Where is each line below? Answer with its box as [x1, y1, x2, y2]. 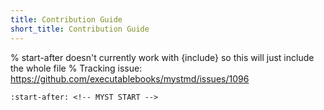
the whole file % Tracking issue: [10, 62, 143, 74]
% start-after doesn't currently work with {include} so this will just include [10, 51, 315, 63]
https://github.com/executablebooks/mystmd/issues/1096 [10, 72, 250, 85]
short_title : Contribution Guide [10, 24, 150, 34]
